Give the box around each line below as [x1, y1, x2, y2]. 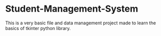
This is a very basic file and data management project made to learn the [5, 20, 156, 26]
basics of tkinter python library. [5, 25, 71, 31]
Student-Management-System [5, 3, 139, 15]
